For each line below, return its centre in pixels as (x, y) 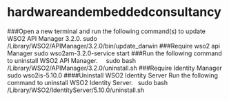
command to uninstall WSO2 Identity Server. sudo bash (87, 82)
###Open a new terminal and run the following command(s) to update (106, 31)
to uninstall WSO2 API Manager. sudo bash (72, 60)
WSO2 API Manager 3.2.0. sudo (52, 38)
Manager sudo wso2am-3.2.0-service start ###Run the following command (114, 53)
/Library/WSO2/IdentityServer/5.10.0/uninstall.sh (76, 90)
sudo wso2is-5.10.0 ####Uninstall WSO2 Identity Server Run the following (113, 75)
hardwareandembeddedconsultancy (114, 12)
